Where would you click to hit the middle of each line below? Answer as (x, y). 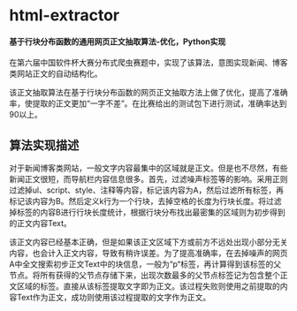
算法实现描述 (44, 145)
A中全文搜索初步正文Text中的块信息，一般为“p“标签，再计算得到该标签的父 (145, 264)
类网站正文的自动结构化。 (56, 74)
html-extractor (65, 15)
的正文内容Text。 (41, 224)
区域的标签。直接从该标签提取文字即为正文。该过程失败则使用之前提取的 (148, 286)
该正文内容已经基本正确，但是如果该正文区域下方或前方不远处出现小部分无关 (148, 242)
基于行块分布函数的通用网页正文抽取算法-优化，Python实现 (118, 42)
